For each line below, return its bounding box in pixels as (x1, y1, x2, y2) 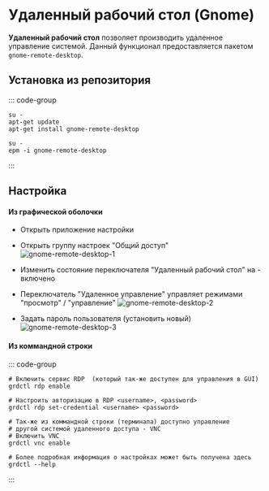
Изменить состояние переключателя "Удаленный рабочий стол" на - (19, 265, 261, 275)
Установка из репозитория (8, 73, 152, 87)
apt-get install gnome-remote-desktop (8, 124, 139, 133)
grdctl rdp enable (8, 382, 70, 390)
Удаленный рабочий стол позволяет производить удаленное (8, 33, 224, 42)
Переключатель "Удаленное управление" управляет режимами (19, 289, 243, 299)
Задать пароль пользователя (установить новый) (19, 314, 192, 324)
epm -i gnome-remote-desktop (8, 146, 107, 154)
